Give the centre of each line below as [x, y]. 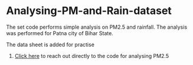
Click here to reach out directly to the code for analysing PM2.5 [92, 56]
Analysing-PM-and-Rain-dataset [89, 11]
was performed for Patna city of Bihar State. [60, 33]
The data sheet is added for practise [50, 45]
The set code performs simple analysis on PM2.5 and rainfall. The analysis [97, 27]
